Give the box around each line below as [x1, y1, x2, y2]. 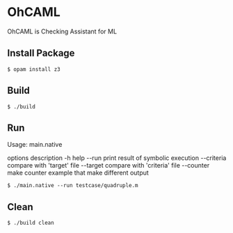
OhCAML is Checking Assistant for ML [7, 27, 117, 35]
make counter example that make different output [7, 168, 150, 177]
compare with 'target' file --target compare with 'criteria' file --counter [7, 161, 210, 170]
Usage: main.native [7, 140, 63, 149]
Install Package [7, 47, 75, 59]
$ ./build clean [7, 220, 54, 227]
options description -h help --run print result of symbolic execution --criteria [7, 154, 227, 162]
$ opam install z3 [7, 65, 61, 73]
